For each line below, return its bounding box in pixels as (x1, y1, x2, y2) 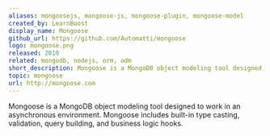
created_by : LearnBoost (8, 19, 89, 27)
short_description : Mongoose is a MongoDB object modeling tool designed (8, 64, 263, 72)
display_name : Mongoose (8, 27, 89, 35)
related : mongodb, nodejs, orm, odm (8, 57, 132, 65)
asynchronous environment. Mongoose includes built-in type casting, (8, 109, 240, 119)
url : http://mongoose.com (8, 79, 95, 87)
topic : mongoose (8, 72, 63, 80)
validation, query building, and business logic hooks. (8, 118, 184, 128)
